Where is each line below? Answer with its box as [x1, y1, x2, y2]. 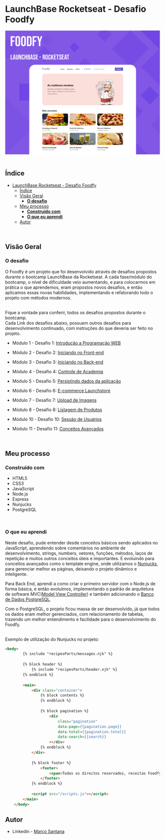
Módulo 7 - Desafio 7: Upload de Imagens [12, 397, 97, 403]
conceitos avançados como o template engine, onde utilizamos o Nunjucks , [5, 561, 158, 567]
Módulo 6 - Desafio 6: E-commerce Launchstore [12, 388, 110, 393]
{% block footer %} [31, 760, 71, 765]
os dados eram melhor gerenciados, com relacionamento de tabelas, [5, 611, 144, 617]
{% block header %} [23, 662, 63, 667]
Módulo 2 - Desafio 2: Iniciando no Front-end [12, 349, 104, 355]
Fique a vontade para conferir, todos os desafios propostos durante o [5, 309, 146, 315]
